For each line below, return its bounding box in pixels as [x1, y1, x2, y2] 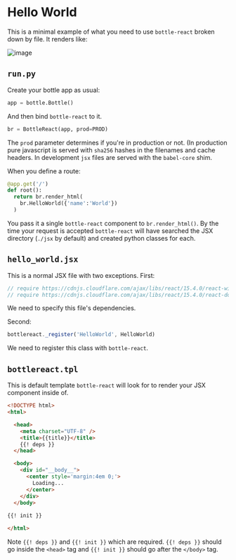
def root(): [7, 187, 42, 194]
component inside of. [7, 389, 69, 397]
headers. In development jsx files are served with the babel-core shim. [7, 153, 213, 161]
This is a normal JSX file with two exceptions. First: [7, 271, 155, 279]
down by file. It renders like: [7, 34, 88, 43]
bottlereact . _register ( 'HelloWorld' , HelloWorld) [7, 331, 156, 338]
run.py [7, 69, 37, 79]
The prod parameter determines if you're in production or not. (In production [7, 138, 228, 147]
